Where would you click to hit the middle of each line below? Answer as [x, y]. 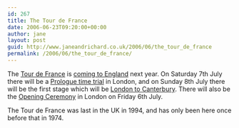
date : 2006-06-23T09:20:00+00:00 [57, 27]
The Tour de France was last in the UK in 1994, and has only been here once [119, 110]
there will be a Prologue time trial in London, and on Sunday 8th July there [116, 81]
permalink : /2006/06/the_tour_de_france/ [70, 54]
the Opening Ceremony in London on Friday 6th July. [85, 96]
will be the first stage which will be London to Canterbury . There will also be [119, 89]
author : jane [27, 34]
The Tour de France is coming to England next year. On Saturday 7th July [115, 74]
